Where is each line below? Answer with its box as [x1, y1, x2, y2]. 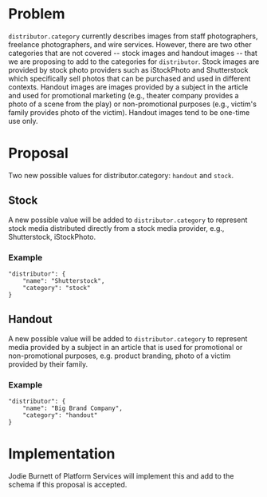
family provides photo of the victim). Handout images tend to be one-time [8, 107, 250, 117]
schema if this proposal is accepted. [8, 480, 128, 490]
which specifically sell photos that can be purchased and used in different [8, 74, 251, 83]
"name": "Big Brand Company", [22, 404, 124, 412]
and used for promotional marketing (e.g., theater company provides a [8, 90, 239, 100]
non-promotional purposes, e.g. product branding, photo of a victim [8, 351, 231, 360]
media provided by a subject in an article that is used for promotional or [8, 342, 243, 352]
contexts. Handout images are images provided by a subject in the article [8, 82, 249, 92]
